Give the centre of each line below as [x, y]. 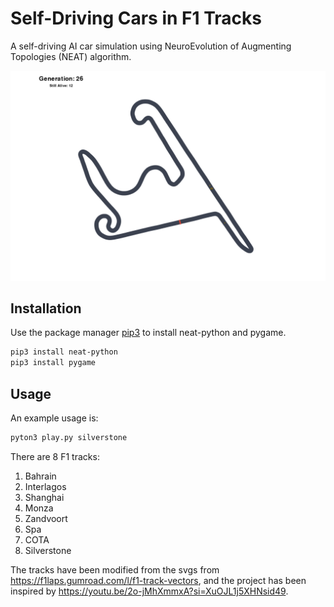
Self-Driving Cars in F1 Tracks [136, 18]
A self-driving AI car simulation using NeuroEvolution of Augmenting [151, 46]
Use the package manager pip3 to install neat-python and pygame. [148, 333]
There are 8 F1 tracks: [55, 456]
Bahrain [40, 476]
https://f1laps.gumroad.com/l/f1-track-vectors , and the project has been [158, 580]
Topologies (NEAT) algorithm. [71, 56]
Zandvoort [46, 518]
